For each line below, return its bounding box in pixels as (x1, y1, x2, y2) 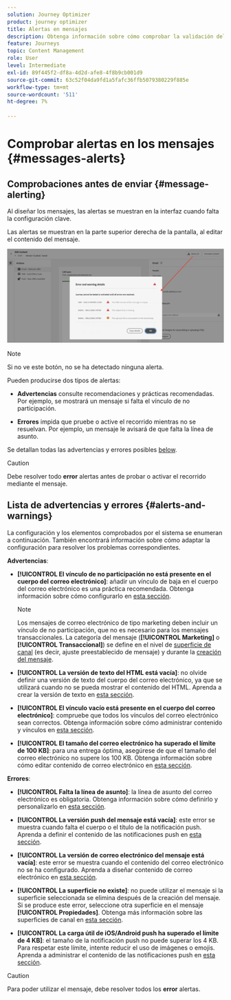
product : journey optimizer (7, 18, 88, 25)
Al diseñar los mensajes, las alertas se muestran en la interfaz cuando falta (7, 207, 219, 215)
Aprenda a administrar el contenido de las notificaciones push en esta (16, 950, 215, 959)
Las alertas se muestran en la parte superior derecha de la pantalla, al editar (7, 228, 223, 236)
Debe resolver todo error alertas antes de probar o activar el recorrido (7, 472, 206, 481)
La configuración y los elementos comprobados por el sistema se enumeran (7, 528, 223, 537)
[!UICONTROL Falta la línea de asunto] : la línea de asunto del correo (16, 787, 212, 795)
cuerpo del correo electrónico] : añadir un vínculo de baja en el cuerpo (16, 577, 219, 585)
